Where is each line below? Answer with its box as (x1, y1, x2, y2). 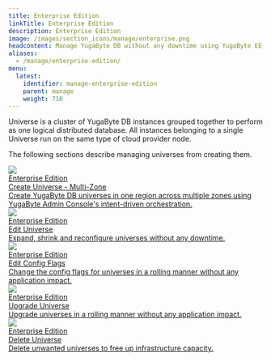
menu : (8, 65, 27, 73)
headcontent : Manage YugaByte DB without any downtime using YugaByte (8, 42, 252, 50)
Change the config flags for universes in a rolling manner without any (8, 267, 239, 277)
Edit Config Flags (8, 258, 66, 268)
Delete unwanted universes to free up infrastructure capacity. (8, 343, 214, 353)
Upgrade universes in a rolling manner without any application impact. (8, 309, 242, 320)
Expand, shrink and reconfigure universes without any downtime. (8, 233, 226, 243)
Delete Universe (8, 335, 62, 345)
